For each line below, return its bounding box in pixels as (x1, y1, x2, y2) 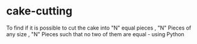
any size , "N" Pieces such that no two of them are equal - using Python (6, 30, 185, 37)
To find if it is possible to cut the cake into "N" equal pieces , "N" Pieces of (6, 24, 192, 31)
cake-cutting (6, 4, 73, 18)
